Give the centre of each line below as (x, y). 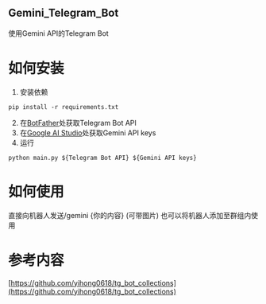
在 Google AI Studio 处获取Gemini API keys (88, 133)
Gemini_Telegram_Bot (64, 13)
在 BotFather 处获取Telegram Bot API (78, 123)
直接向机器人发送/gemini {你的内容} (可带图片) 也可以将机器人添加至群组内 (130, 215)
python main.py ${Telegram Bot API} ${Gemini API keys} (102, 158)
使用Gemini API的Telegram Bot (58, 33)
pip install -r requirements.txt (64, 107)
